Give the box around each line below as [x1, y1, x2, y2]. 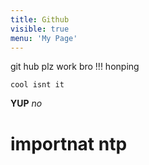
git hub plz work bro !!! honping [10, 61, 140, 73]
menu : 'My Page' [10, 33, 78, 43]
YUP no [10, 97, 43, 110]
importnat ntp [10, 132, 128, 155]
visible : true [10, 24, 70, 34]
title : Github [10, 14, 70, 25]
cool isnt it [10, 80, 65, 90]
